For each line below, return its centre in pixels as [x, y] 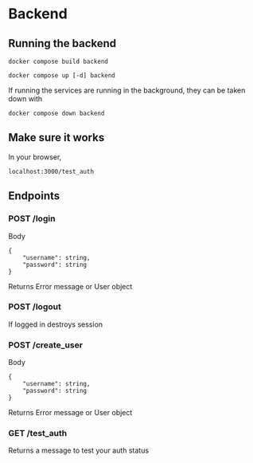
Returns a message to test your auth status [79, 450]
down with [25, 99]
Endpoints [34, 196]
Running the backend [62, 43]
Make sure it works [56, 137]
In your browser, [35, 157]
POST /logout [35, 307]
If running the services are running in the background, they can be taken [127, 90]
